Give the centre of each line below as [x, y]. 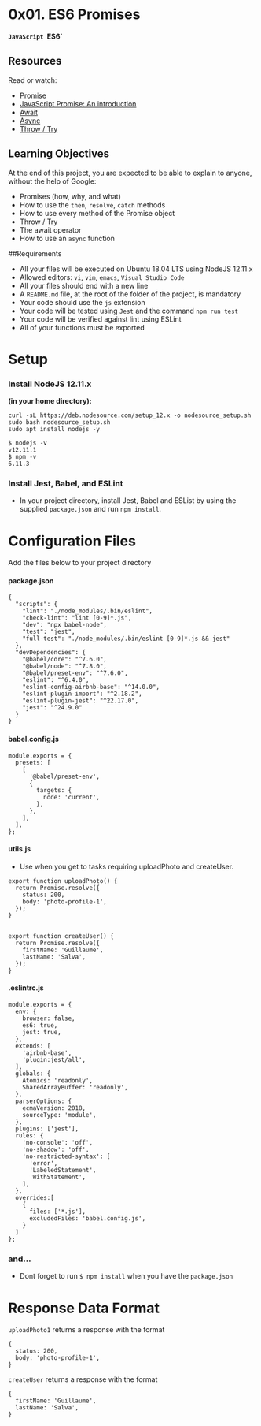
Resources [35, 61]
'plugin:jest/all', [54, 1060]
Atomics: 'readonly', [57, 1081]
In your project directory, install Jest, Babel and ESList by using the [128, 501]
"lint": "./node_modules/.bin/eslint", [88, 611]
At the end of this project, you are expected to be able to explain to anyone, [130, 173]
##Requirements [35, 253]
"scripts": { [37, 605]
